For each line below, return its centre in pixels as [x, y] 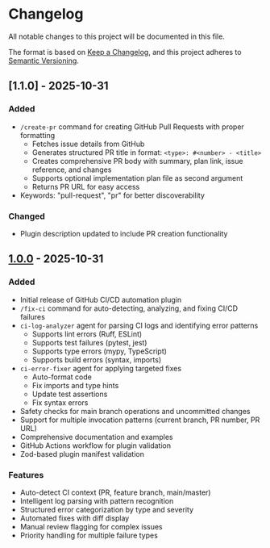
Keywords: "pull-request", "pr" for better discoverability [112, 195]
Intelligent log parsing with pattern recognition [97, 500]
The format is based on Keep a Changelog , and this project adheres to [125, 52]
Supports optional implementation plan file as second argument [137, 178]
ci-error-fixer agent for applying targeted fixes [101, 368]
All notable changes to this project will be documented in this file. [117, 36]
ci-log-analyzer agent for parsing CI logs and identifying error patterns [139, 325]
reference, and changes [72, 169]
